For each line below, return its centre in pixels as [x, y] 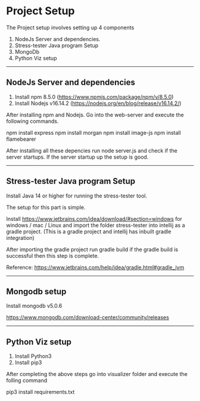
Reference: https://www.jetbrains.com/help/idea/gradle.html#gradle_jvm [95, 267]
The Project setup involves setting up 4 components [70, 27]
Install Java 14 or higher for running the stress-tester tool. [77, 196]
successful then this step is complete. [53, 255]
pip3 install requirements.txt [40, 392]
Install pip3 [28, 363]
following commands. [32, 121]
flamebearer [21, 139]
